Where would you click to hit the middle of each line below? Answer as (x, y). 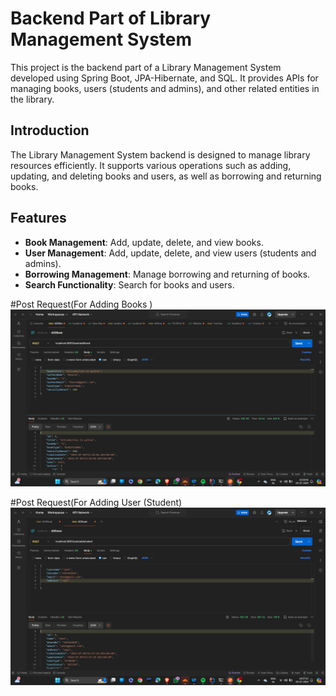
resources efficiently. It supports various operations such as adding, (151, 165)
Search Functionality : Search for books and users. (129, 284)
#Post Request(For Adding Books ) (81, 304)
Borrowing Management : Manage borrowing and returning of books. (167, 274)
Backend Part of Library (111, 18)
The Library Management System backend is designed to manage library (160, 154)
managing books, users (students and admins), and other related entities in (165, 88)
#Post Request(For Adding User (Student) (96, 503)
